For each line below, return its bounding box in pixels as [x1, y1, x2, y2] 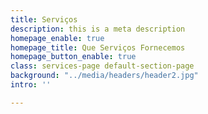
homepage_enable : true [10, 33, 105, 43]
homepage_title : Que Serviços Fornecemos [10, 42, 186, 53]
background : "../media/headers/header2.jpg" [10, 71, 199, 81]
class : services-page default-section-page [10, 61, 195, 71]
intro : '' [10, 80, 52, 90]
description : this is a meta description [10, 24, 186, 34]
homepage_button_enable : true [10, 52, 137, 62]
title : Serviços [10, 14, 78, 25]
